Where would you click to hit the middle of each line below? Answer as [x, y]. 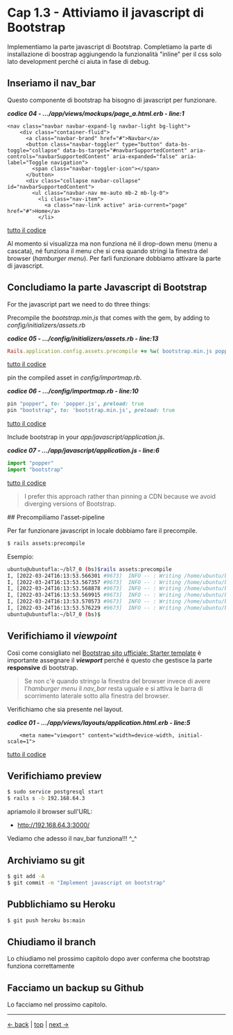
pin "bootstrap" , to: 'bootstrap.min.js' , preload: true [91, 411]
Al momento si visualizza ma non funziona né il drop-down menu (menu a [112, 243]
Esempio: [20, 556]
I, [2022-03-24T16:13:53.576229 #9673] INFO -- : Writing [94, 608]
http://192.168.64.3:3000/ [53, 825]
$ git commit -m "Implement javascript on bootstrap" [87, 882]
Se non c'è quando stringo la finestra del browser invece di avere [117, 681]
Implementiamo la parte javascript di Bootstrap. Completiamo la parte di [110, 46]
